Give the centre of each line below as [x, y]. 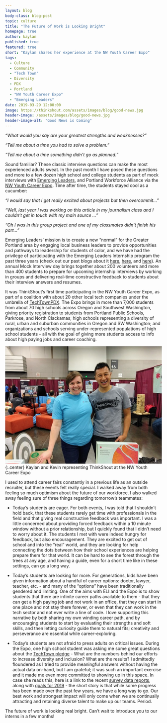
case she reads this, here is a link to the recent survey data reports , [81, 680]
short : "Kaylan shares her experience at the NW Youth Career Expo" [78, 52]
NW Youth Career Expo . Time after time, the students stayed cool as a [77, 185]
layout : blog [19, 10]
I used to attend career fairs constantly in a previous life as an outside [77, 482]
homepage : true [21, 32]
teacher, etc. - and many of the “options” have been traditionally [78, 586]
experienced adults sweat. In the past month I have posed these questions [81, 170]
